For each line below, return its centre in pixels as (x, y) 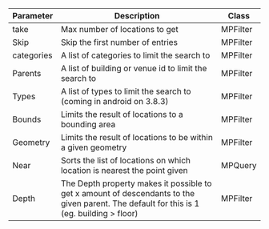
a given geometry (94, 147)
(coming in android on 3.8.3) (114, 101)
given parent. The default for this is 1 (130, 203)
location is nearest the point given (124, 170)
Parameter (33, 16)
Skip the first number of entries (119, 42)
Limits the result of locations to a (122, 114)
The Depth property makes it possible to (136, 183)
